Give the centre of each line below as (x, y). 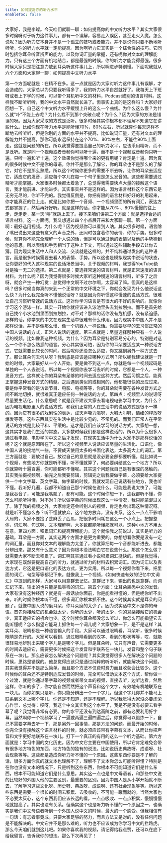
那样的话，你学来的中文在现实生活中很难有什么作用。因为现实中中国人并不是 (83, 319)
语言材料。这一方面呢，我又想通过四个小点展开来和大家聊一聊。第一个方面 (81, 220)
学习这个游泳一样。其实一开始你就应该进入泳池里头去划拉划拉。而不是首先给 (83, 307)
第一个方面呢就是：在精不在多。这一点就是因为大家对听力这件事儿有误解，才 (83, 83)
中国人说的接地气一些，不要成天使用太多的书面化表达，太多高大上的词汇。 (81, 450)
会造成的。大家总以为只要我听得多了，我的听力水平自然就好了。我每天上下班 (83, 90)
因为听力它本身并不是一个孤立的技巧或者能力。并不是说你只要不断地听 (90, 42)
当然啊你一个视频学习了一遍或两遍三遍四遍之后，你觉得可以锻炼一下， (85, 717)
